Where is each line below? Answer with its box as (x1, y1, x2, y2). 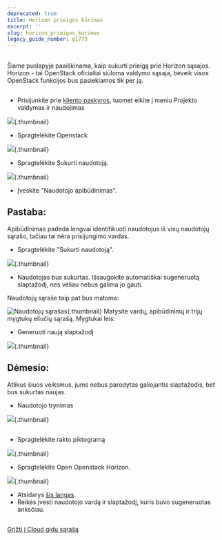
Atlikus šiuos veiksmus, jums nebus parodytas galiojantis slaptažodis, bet (7, 380, 216, 389)
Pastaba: (7, 206, 46, 218)
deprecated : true (7, 10, 57, 17)
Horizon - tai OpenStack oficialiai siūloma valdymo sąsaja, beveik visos (7, 68, 209, 77)
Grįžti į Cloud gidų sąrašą (7, 525, 79, 534)
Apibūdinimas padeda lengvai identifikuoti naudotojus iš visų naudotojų (7, 224, 210, 233)
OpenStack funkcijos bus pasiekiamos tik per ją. (7, 76, 143, 84)
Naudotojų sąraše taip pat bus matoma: (7, 293, 119, 302)
